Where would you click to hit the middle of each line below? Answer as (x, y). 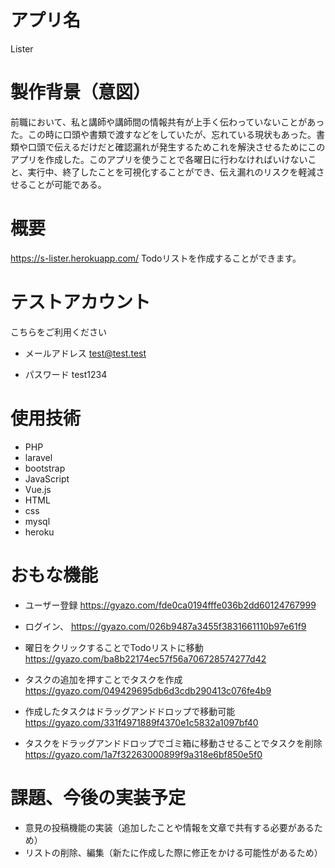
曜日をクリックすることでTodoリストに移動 (114, 647)
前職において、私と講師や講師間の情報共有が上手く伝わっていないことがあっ (167, 122)
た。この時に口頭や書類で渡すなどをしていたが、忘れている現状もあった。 (163, 134)
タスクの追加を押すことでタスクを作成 (103, 679)
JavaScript (47, 478)
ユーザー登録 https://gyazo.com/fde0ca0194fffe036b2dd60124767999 (170, 605)
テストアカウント (81, 302)
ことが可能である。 (67, 184)
